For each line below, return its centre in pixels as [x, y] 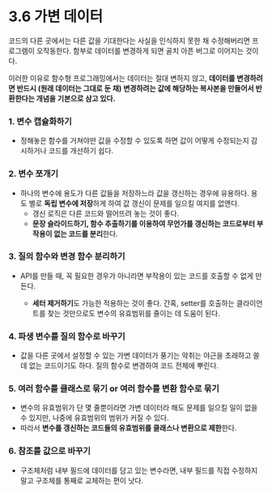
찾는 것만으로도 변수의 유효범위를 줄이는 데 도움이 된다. [134, 313]
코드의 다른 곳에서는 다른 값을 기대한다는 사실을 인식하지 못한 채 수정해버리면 [130, 41]
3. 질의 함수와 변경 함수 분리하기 [67, 256]
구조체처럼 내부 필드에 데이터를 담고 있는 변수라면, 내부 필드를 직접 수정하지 [139, 470]
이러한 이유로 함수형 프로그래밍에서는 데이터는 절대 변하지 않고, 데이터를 [122, 78]
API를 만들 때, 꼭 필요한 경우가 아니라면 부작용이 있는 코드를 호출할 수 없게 [136, 276]
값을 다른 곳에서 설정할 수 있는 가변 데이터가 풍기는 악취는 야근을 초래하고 [136, 356]
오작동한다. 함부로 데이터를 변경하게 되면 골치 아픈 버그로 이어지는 [140, 50]
